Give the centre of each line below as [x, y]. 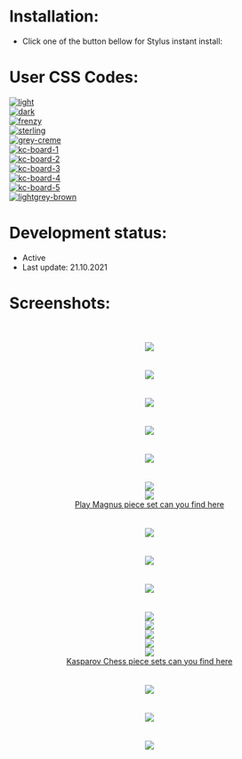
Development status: [88, 233]
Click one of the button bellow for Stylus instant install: [122, 41]
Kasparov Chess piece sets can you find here [149, 661]
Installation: [54, 17]
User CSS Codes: [74, 77]
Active [34, 257]
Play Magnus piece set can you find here [149, 504]
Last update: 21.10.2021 [65, 267]
